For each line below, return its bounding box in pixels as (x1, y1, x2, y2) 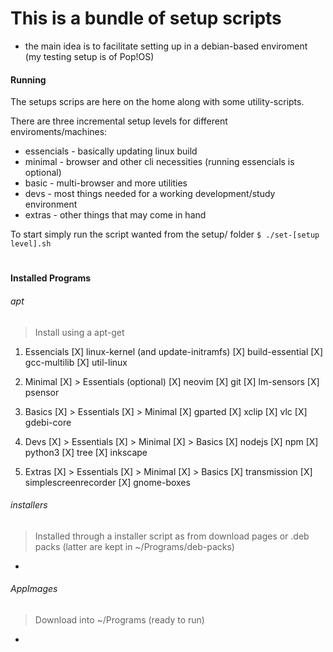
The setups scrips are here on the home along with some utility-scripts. (10, 96, 305, 108)
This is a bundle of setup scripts (10, 7, 282, 30)
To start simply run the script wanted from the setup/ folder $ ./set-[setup (10, 228, 320, 241)
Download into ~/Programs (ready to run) (34, 613, 205, 626)
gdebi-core (24, 416, 72, 428)
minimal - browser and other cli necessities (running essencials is (24, 156, 295, 168)
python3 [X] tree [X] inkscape (24, 446, 148, 458)
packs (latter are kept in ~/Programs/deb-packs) (34, 540, 235, 552)
